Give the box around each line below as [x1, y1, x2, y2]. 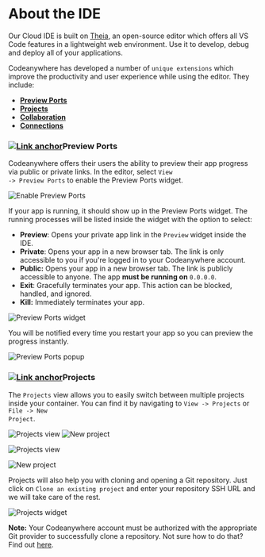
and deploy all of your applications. [8, 48, 123, 57]
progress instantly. [8, 336, 69, 346]
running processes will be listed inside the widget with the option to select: [8, 215, 252, 225]
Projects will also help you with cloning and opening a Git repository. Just [8, 475, 248, 485]
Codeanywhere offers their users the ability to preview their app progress [8, 159, 248, 168]
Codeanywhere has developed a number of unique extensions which [8, 63, 234, 72]
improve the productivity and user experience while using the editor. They [8, 71, 250, 81]
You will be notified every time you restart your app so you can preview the [8, 328, 254, 338]
